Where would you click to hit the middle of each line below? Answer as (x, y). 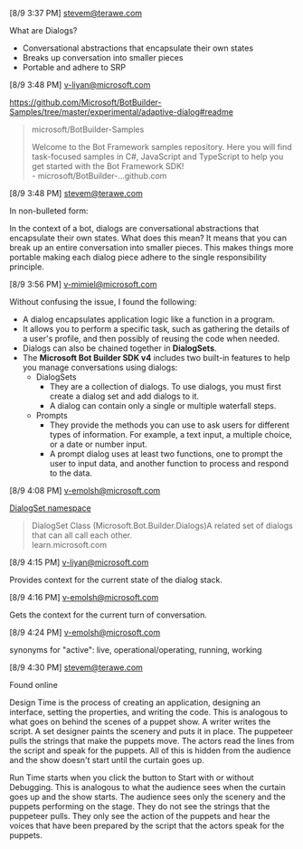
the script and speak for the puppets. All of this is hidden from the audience (150, 750)
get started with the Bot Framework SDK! (108, 166)
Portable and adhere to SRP (74, 67)
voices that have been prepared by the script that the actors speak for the (147, 825)
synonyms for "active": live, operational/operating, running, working (136, 650)
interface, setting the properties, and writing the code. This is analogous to (148, 712)
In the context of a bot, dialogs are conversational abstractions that (134, 228)
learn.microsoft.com (69, 545)
